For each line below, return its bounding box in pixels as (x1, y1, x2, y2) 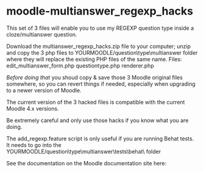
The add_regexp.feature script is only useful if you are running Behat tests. (6, 135, 194, 142)
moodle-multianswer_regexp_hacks (6, 4, 194, 18)
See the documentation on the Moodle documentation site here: (6, 159, 167, 167)
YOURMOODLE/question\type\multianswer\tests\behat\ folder (6, 148, 161, 155)
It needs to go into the (6, 141, 62, 148)
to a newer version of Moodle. (6, 86, 82, 94)
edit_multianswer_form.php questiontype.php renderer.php (6, 62, 154, 69)
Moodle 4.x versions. (6, 105, 59, 112)
